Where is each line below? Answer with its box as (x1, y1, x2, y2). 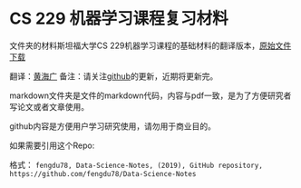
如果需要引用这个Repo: (9, 140, 95, 151)
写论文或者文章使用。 (9, 101, 89, 112)
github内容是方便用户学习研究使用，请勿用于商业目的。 (9, 120, 216, 132)
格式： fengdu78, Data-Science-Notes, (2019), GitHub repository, (9, 159, 263, 170)
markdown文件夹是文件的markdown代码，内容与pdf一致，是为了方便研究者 (9, 90, 292, 101)
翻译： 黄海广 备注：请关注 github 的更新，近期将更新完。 (9, 70, 218, 82)
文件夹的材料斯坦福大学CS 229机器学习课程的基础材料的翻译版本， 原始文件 (9, 40, 292, 51)
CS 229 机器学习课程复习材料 (9, 8, 228, 29)
